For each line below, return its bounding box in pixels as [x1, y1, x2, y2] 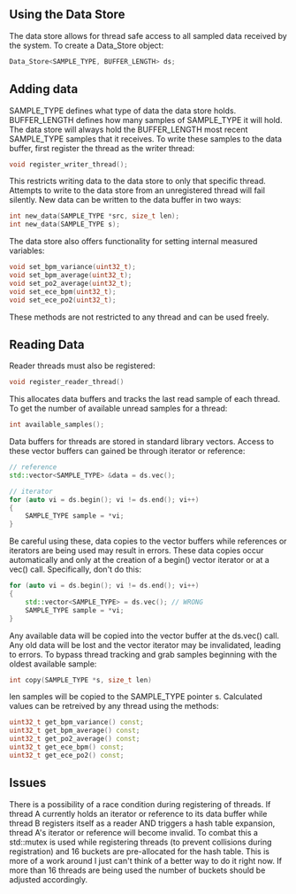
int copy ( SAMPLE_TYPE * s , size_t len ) [9, 675, 152, 684]
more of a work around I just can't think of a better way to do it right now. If [9, 855, 283, 866]
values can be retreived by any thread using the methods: [9, 701, 219, 712]
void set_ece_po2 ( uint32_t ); [9, 296, 117, 304]
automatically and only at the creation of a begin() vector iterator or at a [9, 555, 269, 566]
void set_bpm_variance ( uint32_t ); [9, 263, 137, 272]
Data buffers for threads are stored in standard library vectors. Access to [9, 436, 274, 447]
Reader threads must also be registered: [9, 360, 156, 371]
